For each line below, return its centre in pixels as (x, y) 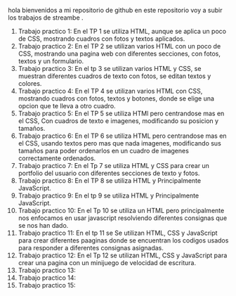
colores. (30, 83)
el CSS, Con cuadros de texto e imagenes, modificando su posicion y (118, 121)
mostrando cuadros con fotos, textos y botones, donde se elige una (116, 98)
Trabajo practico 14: (47, 278)
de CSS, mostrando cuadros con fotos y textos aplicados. (101, 39)
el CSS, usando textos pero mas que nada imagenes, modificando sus (120, 143)
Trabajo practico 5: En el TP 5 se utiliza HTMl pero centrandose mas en (121, 113)
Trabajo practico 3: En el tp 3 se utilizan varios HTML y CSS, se (110, 69)
